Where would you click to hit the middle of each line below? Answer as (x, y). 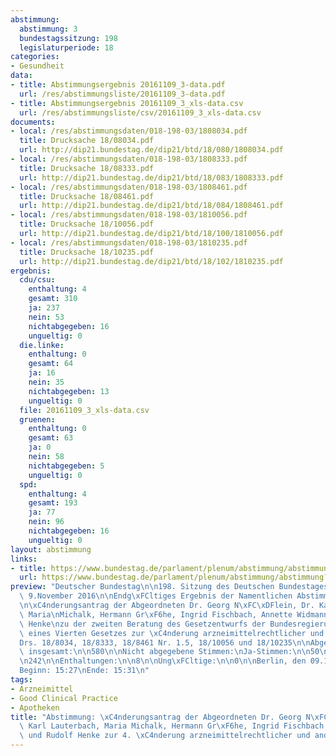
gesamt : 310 (53, 299)
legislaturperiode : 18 (66, 47)
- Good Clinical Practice (64, 698)
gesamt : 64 (51, 364)
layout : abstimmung (51, 549)
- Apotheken (35, 707)
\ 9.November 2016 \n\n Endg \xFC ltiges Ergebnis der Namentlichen (156, 596)
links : (24, 559)
